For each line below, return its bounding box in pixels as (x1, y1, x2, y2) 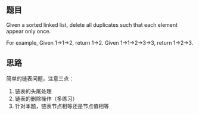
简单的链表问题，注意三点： (6, 74, 74, 82)
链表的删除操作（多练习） (14, 95, 78, 102)
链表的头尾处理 (14, 88, 52, 95)
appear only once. (6, 27, 51, 35)
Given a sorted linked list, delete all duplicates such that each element (6, 21, 178, 28)
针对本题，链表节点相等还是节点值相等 (14, 102, 109, 110)
